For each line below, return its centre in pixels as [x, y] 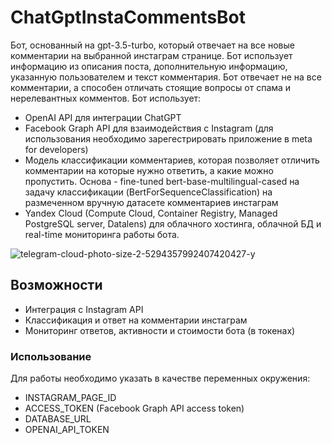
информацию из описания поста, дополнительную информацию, [149, 66]
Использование [51, 356]
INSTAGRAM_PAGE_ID [70, 398]
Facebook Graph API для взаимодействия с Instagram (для [149, 128]
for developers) [56, 149]
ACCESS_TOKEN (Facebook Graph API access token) [134, 408]
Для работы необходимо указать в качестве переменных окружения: [160, 378]
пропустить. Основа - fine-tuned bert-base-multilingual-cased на [162, 181]
